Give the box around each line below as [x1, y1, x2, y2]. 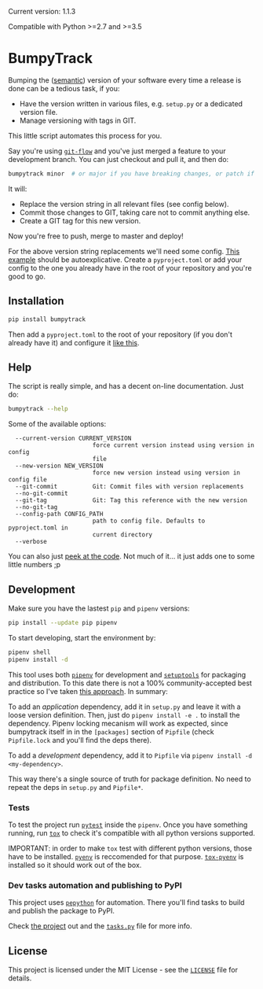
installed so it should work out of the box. [8, 860, 142, 869]
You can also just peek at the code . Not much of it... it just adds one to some [8, 552, 255, 561]
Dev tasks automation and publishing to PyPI [8, 880, 182, 891]
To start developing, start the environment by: [8, 633, 156, 642]
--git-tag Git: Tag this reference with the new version [15, 496, 247, 504]
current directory [92, 531, 153, 539]
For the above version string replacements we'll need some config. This [8, 246, 240, 256]
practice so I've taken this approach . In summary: [8, 686, 169, 696]
